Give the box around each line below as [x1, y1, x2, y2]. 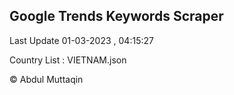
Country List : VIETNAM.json [9, 54, 127, 66]
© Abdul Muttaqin [9, 73, 84, 85]
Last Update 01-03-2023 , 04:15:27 [9, 34, 154, 46]
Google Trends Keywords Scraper [9, 8, 224, 25]
